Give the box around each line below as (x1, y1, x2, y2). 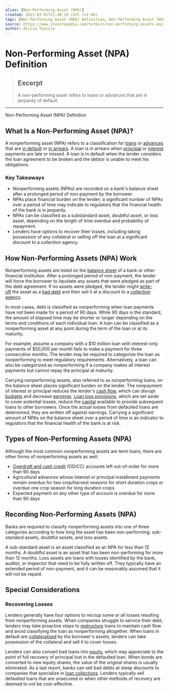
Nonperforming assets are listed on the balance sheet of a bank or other (5, 267, 155, 273)
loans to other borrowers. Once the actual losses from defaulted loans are (5, 404, 158, 410)
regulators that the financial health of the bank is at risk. (5, 420, 121, 426)
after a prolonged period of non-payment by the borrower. (12, 191, 133, 197)
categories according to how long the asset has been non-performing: (5, 529, 151, 535)
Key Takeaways (5, 174, 45, 181)
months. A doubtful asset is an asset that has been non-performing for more (5, 549, 163, 556)
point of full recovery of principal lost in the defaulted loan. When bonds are (5, 654, 162, 660)
